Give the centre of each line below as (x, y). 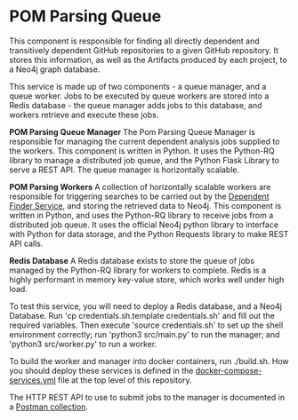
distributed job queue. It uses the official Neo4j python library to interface (144, 225)
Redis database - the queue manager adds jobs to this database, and (136, 105)
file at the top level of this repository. (125, 380)
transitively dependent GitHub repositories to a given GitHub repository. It (144, 50)
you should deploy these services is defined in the (101, 370)
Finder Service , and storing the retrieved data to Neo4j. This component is (145, 205)
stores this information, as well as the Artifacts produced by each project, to (148, 59)
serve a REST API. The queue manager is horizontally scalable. (125, 170)
